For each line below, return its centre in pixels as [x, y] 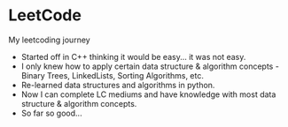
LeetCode [45, 15]
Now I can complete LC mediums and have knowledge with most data [148, 94]
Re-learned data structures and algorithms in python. [118, 85]
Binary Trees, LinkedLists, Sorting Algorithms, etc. [113, 75]
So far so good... [51, 113]
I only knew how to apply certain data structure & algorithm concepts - [150, 66]
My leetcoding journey [49, 40]
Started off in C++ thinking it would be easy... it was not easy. [133, 56]
